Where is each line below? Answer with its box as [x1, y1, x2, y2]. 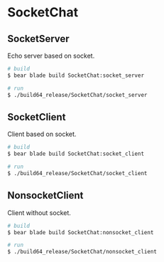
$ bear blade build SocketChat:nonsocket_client [7, 229, 154, 236]
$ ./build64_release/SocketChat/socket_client [7, 169, 148, 177]
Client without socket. [7, 208, 71, 217]
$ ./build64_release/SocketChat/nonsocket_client [7, 248, 158, 256]
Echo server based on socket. [7, 51, 95, 60]
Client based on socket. [7, 130, 77, 139]
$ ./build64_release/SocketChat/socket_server [7, 91, 148, 98]
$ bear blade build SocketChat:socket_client [7, 150, 144, 157]
